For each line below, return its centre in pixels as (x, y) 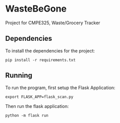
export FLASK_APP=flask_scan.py (39, 97)
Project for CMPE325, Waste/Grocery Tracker (53, 23)
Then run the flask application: (37, 106)
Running (19, 75)
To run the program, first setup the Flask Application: (60, 87)
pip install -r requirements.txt (41, 60)
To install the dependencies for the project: (50, 50)
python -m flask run (27, 115)
